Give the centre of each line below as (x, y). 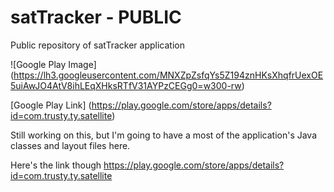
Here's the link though (56, 165)
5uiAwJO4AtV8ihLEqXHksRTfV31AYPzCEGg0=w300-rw (126, 85)
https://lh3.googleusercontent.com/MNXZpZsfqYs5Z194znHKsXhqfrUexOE (168, 75)
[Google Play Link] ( (51, 105)
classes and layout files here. (70, 145)
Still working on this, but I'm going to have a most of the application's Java (164, 135)
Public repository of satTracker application (97, 45)
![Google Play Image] (53, 64)
